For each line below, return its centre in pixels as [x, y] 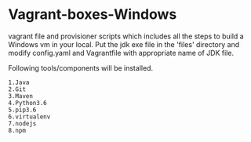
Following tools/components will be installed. [81, 67]
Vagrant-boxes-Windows [93, 15]
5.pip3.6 [22, 110]
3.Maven [21, 96]
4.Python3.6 [27, 103]
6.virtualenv [29, 117]
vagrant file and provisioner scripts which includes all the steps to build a [126, 36]
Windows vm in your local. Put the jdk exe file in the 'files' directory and [124, 44]
